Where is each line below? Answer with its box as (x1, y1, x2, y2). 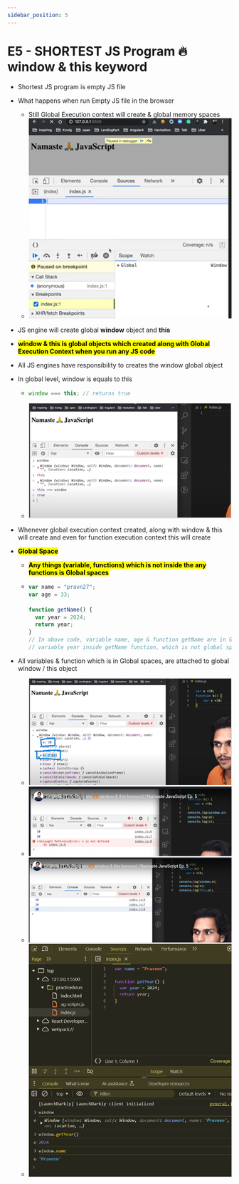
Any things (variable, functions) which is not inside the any (28, 561, 206, 570)
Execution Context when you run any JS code (17, 347, 155, 356)
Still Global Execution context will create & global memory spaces (28, 110, 221, 118)
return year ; (34, 621, 73, 628)
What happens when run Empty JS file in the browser (17, 96, 174, 105)
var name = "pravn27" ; (28, 584, 96, 591)
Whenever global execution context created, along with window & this (17, 525, 223, 535)
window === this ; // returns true (28, 390, 131, 398)
